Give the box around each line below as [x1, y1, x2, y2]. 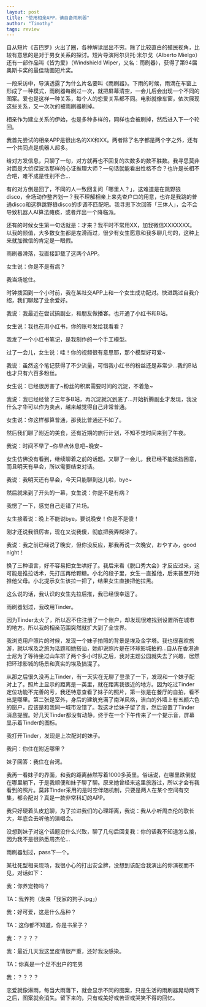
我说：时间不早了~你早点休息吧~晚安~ [6, 442, 103, 450]
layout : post [6, 9, 40, 15]
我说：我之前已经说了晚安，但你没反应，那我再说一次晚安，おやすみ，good [6, 541, 197, 549]
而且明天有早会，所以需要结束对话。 [6, 463, 98, 470]
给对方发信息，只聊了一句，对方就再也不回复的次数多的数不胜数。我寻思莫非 [6, 157, 200, 164]
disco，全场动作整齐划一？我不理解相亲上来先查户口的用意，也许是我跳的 [6, 193, 192, 201]
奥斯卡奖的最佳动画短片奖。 [6, 67, 77, 74]
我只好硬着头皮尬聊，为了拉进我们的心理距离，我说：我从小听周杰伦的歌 [6, 807, 189, 814]
